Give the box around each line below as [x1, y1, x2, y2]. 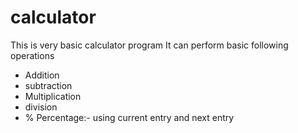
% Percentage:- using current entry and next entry [24, 111, 235, 123]
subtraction [24, 79, 73, 91]
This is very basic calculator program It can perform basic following [10, 39, 289, 51]
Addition [24, 69, 60, 81]
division [24, 101, 58, 113]
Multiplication [24, 90, 82, 102]
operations [10, 49, 55, 61]
